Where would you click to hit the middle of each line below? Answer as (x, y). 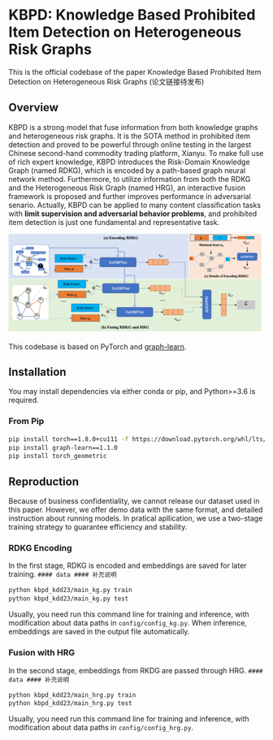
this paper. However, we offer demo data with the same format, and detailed (136, 510)
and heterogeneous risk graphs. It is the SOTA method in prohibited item (129, 136)
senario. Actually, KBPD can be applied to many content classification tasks (135, 205)
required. (24, 400)
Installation (37, 372)
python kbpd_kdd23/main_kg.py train (70, 591)
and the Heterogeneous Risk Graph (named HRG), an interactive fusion (127, 188)
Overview (34, 108)
